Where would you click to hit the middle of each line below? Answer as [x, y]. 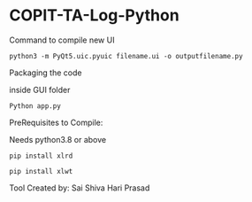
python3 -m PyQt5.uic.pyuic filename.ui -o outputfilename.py [126, 56]
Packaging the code [46, 73]
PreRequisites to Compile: [56, 122]
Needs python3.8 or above [58, 139]
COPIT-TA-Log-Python [94, 16]
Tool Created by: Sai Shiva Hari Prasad [80, 188]
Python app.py [35, 106]
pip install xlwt [41, 171]
